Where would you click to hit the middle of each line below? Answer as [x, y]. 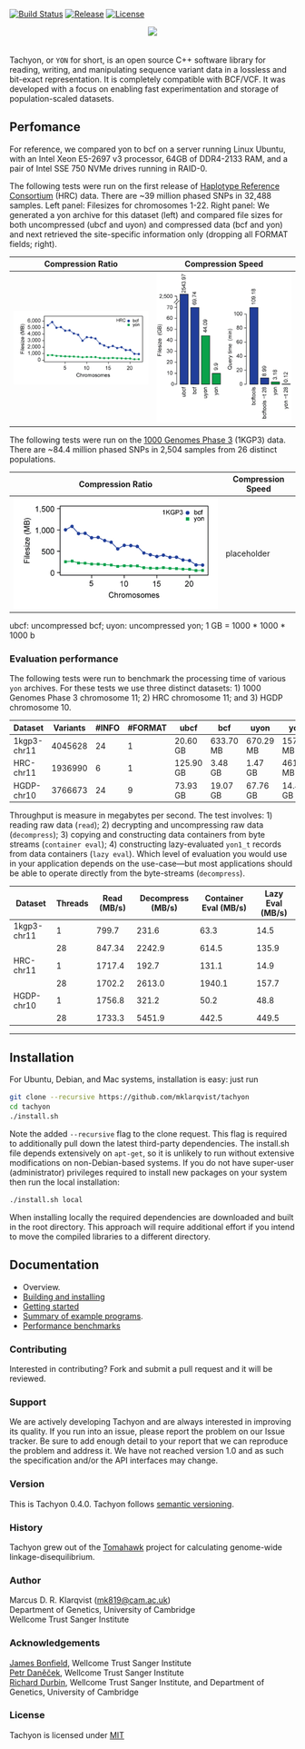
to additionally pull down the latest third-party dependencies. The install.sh [150, 1144]
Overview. [41, 1287]
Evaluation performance [64, 659]
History [26, 1527]
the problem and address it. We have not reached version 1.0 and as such [147, 1451]
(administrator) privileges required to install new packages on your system [148, 1173]
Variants [69, 728]
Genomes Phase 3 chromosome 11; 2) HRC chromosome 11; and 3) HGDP [146, 698]
